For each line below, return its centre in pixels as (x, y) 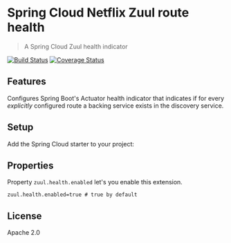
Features (27, 82)
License (25, 216)
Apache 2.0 (24, 233)
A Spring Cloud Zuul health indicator (76, 46)
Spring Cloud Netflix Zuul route (98, 13)
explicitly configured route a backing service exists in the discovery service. (115, 106)
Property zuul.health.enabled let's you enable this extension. (95, 182)
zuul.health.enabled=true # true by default (72, 195)
